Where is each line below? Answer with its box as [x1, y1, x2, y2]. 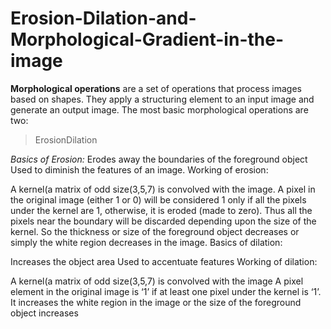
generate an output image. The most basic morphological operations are [10, 103, 309, 116]
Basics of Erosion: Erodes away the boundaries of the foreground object [10, 153, 308, 165]
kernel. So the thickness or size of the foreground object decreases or [10, 225, 300, 237]
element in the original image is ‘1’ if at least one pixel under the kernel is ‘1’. [10, 285, 322, 297]
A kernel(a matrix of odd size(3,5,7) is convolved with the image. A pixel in [10, 183, 316, 195]
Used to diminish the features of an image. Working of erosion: [10, 163, 269, 176]
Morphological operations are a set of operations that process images [10, 82, 302, 94]
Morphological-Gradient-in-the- [10, 28, 285, 51]
